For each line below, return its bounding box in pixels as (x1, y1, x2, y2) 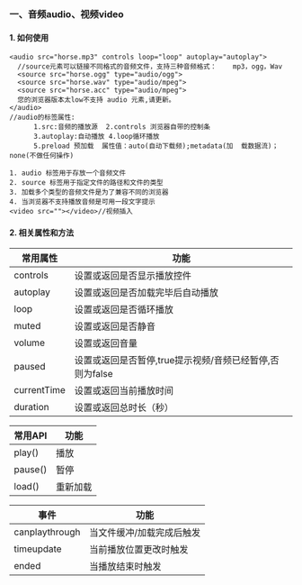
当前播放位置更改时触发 (89, 544, 189, 556)
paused (13, 361, 46, 373)
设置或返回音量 (74, 337, 138, 350)
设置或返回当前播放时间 (74, 385, 173, 398)
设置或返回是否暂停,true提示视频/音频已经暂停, (74, 354, 271, 367)
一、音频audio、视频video (9, 7, 124, 20)
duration (13, 401, 49, 414)
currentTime (13, 384, 66, 397)
